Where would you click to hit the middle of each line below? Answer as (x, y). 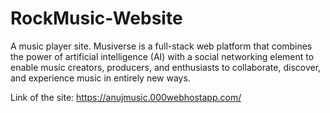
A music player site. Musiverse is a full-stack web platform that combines (161, 46)
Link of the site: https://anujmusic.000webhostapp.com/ (126, 97)
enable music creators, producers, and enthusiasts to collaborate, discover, (166, 67)
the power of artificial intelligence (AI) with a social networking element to (162, 56)
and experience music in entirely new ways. (100, 78)
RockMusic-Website (96, 18)
